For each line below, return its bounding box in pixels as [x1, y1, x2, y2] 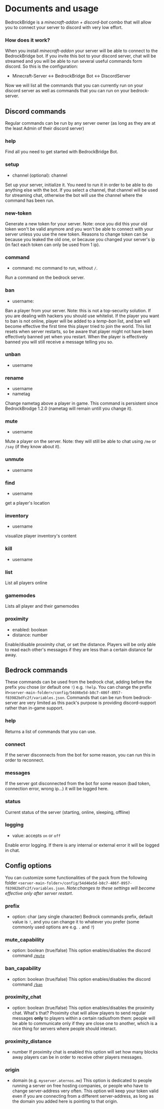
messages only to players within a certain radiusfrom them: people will [12, 1015, 155, 1021]
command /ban [12, 981, 43, 987]
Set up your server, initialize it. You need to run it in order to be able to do [5, 182, 153, 188]
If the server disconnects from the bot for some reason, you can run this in [5, 752, 156, 757]
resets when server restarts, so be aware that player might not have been [5, 328, 153, 334]
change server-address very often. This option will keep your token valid [12, 1088, 159, 1094]
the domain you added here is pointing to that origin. [12, 1098, 118, 1105]
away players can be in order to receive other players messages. [12, 1054, 143, 1060]
